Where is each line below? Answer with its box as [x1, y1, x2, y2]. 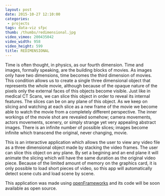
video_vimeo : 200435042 [5, 35, 54, 40]
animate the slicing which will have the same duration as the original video [5, 155, 156, 161]
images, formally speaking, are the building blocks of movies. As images [5, 67, 152, 73]
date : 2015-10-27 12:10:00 [5, 12, 61, 17]
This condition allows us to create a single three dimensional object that [5, 77, 151, 84]
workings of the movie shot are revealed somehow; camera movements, [5, 114, 152, 120]
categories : [5, 16, 30, 21]
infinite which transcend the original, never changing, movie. [5, 130, 128, 136]
